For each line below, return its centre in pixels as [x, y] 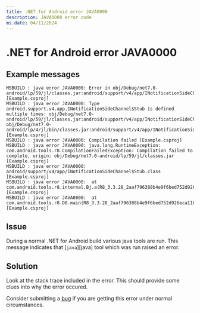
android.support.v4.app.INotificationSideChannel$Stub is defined [90, 109]
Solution [22, 266]
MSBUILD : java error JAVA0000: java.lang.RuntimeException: [84, 146]
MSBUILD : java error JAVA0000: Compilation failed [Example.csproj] [94, 140]
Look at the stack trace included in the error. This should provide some [93, 280]
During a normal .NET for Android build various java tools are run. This [92, 241]
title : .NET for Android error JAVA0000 [57, 12]
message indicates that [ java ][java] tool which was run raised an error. [93, 247]
